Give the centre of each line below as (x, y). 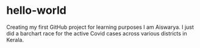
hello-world (37, 10)
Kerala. (15, 40)
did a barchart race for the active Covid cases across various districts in (97, 33)
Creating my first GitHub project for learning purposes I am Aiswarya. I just (100, 27)
